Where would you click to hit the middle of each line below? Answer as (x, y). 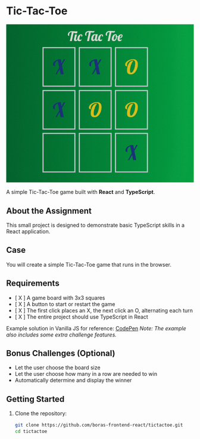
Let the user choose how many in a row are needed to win (86, 374)
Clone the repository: (41, 413)
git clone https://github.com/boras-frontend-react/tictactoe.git (99, 425)
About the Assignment (49, 211)
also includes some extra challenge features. (62, 335)
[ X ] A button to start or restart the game (65, 304)
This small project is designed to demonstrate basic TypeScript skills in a (96, 225)
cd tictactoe (31, 432)
